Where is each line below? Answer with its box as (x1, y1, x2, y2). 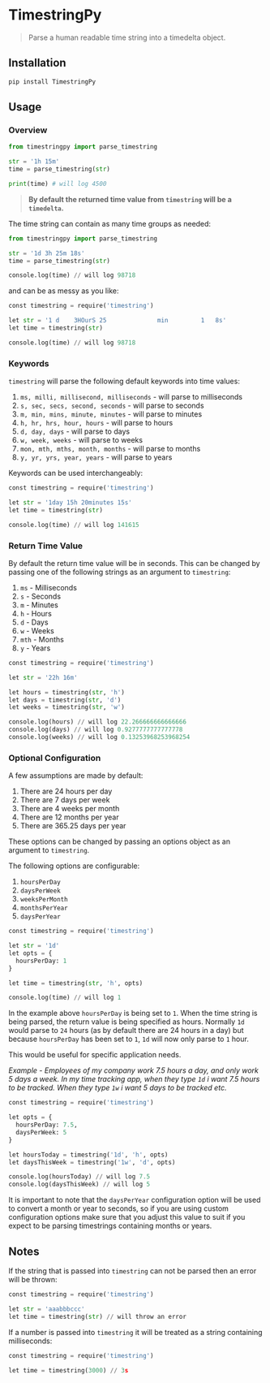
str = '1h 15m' (8, 158, 60, 166)
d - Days (19, 617, 49, 627)
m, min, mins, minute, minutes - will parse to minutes (19, 409, 203, 419)
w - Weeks (19, 625, 54, 635)
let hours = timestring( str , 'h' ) (8, 688, 126, 696)
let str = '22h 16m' (8, 673, 79, 681)
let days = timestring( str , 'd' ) (8, 696, 122, 704)
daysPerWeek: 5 (15, 1128, 67, 1136)
